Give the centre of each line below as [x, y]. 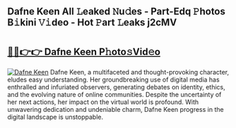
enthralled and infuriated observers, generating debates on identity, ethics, [117, 87]
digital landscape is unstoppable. [55, 117]
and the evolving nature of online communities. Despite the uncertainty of [114, 95]
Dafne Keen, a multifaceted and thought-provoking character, [140, 72]
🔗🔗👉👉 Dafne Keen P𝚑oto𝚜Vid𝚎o [84, 52]
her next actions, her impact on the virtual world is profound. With [103, 102]
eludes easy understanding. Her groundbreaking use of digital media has [114, 79]
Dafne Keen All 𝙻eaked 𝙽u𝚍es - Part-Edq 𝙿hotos [117, 12]
